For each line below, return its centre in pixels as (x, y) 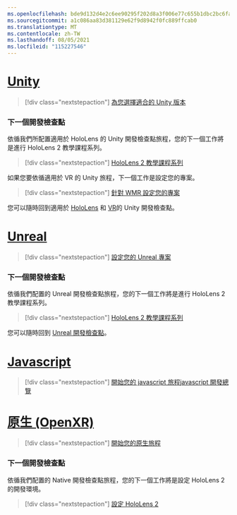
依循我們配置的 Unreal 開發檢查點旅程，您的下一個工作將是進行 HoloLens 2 (116, 294)
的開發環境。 (26, 489)
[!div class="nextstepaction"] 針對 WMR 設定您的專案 (102, 193)
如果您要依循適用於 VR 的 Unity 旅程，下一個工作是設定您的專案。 (103, 178)
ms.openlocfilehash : (38, 14)
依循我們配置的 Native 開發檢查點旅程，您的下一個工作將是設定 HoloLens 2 (116, 480)
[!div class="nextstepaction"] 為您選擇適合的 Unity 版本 (105, 102)
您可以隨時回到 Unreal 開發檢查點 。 (59, 333)
